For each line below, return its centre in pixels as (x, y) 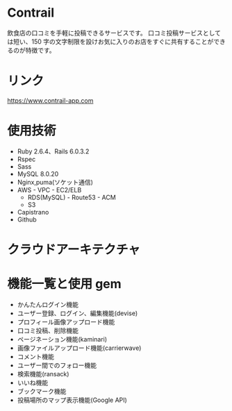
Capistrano (33, 212)
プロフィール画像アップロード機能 (66, 321)
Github (27, 219)
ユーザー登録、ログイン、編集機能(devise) (77, 313)
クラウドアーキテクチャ (74, 250)
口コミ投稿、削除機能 (48, 330)
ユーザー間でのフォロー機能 (57, 365)
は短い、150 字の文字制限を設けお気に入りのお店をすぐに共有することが (110, 41)
